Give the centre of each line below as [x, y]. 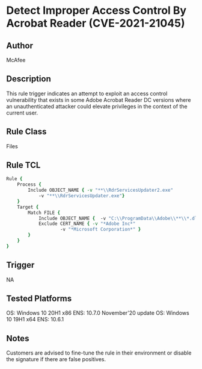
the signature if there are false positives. [56, 359]
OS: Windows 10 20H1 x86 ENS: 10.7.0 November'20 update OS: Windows [98, 313]
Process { [29, 184]
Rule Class [26, 132]
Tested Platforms [39, 299]
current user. [22, 113]
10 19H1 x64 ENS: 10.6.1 [35, 320]
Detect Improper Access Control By [96, 11]
